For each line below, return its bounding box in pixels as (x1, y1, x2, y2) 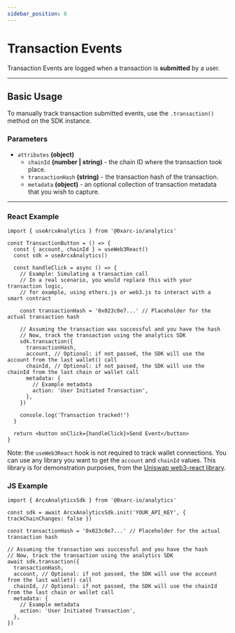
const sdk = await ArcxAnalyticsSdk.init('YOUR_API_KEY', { (7, 509, 187, 517)
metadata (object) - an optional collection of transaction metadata (27, 180, 217, 188)
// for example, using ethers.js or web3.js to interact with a (20, 288, 211, 295)
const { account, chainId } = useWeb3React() (13, 246, 149, 253)
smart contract (7, 295, 52, 302)
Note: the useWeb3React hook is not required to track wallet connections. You (7, 448, 227, 457)
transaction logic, (7, 282, 64, 290)
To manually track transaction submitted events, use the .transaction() (7, 109, 215, 118)
